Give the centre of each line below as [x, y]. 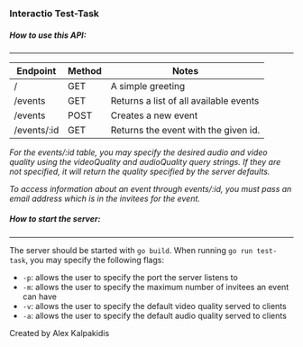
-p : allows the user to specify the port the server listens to [130, 277]
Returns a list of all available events [185, 100]
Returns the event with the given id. [185, 130]
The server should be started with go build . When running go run [131, 250]
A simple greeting [148, 86]
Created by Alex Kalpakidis [60, 333]
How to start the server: [55, 219]
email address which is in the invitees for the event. [105, 198]
